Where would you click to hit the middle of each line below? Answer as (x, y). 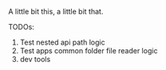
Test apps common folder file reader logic (89, 51)
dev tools (35, 59)
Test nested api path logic (62, 42)
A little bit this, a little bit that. (56, 12)
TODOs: (21, 27)
